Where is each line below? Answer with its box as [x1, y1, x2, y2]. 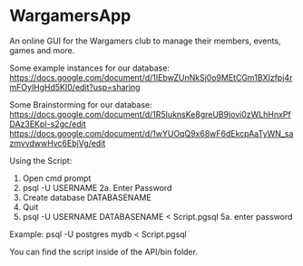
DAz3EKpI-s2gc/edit [9, 119, 86, 129]
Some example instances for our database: [9, 62, 171, 73]
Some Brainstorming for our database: [9, 99, 152, 109]
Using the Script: [9, 155, 73, 166]
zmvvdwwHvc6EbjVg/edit [9, 138, 106, 148]
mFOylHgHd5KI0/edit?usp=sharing [9, 81, 141, 92]
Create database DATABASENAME [22, 192, 151, 203]
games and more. [9, 44, 75, 55]
